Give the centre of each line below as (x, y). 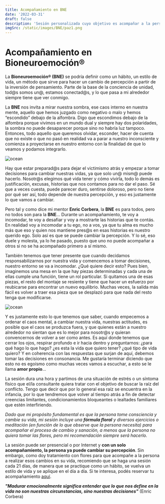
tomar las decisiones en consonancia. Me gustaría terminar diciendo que (79, 359)
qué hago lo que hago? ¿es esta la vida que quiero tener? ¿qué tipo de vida (81, 348)
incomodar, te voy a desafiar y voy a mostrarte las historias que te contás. (80, 220)
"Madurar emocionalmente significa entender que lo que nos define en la (82, 486)
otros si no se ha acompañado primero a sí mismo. (56, 246)
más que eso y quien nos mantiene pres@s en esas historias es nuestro (78, 231)
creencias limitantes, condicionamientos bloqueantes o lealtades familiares (81, 400)
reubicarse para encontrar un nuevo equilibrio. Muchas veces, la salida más (82, 287)
